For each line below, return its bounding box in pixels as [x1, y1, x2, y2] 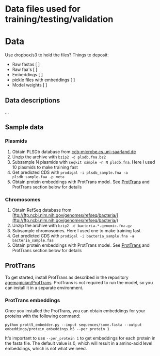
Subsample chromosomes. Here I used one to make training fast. [12, 227, 142, 234]
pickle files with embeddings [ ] [12, 77, 75, 83]
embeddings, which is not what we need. [5, 346, 87, 352]
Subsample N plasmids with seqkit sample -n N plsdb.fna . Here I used [12, 159, 155, 165]
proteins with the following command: [5, 313, 80, 319]
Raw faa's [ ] [12, 67, 38, 72]
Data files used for [5, 3, 81, 15]
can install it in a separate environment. [5, 285, 84, 290]
